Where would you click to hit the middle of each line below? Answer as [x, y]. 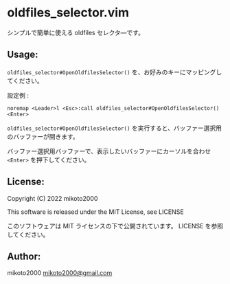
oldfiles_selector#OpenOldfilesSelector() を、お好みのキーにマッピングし [115, 72]
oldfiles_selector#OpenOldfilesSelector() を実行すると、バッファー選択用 [114, 128]
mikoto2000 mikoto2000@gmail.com [60, 273]
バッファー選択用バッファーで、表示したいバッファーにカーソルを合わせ [109, 151]
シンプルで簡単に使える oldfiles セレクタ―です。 [76, 32]
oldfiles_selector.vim [68, 13]
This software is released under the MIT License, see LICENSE [95, 212]
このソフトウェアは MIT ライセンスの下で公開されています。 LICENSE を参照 [115, 226]
